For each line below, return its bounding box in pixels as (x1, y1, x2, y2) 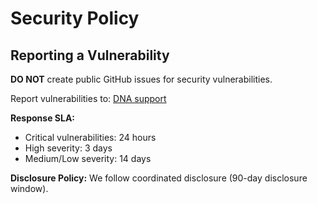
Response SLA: (10, 112, 76, 124)
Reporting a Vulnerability (10, 47, 170, 64)
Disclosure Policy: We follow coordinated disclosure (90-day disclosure (10, 172, 308, 184)
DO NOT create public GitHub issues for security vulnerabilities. (10, 73, 273, 85)
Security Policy (10, 7, 140, 30)
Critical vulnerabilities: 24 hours (24, 132, 157, 143)
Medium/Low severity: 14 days (24, 153, 152, 164)
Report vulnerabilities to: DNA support (10, 93, 167, 104)
